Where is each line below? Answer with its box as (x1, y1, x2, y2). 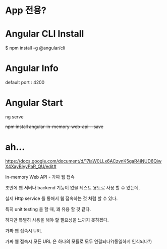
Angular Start (5, 97, 63, 109)
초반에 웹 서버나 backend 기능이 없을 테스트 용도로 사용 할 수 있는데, (5, 184, 140, 190)
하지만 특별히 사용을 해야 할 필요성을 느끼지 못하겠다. (5, 217, 109, 223)
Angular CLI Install (5, 28, 84, 39)
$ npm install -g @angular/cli (5, 45, 66, 51)
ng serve (5, 114, 24, 119)
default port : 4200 (5, 79, 45, 86)
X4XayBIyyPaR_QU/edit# (5, 163, 57, 170)
